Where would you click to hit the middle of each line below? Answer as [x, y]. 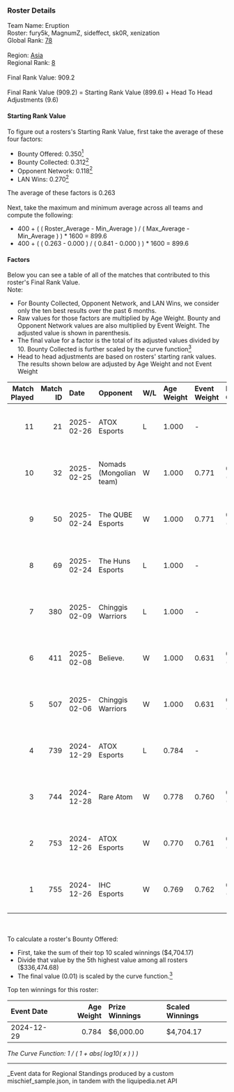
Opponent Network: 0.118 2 [55, 170]
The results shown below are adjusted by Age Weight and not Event [115, 364]
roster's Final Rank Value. [44, 282]
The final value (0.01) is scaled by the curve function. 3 [95, 975]
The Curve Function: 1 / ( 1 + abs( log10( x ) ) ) [73, 1053]
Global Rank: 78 [30, 41]
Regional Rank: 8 [31, 63]
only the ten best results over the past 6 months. [87, 311]
